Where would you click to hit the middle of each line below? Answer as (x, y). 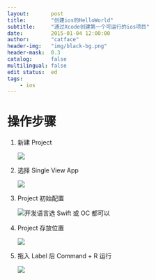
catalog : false (37, 59)
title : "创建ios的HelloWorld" (60, 20)
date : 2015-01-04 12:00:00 (59, 33)
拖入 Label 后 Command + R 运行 (64, 256)
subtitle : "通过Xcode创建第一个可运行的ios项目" (78, 27)
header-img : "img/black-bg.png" (57, 46)
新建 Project (34, 142)
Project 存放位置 (41, 228)
